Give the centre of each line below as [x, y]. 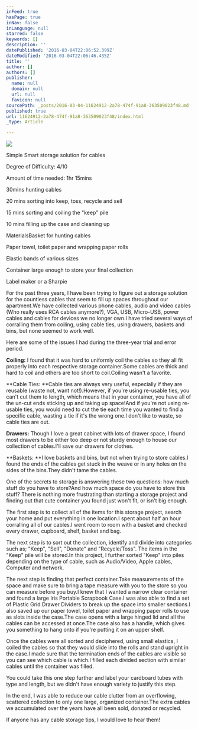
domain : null [27, 89]
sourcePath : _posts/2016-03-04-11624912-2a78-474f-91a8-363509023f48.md [98, 105]
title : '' [18, 61]
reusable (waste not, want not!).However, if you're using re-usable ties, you [98, 391]
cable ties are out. [28, 422]
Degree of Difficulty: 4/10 [37, 167]
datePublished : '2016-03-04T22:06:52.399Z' [61, 50]
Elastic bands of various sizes [42, 259]
